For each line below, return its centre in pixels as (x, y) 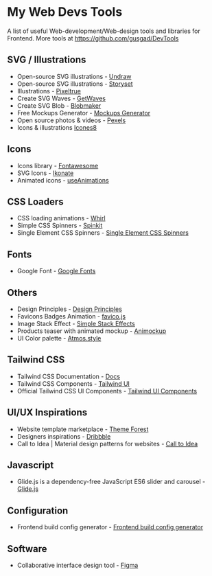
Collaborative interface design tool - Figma (78, 565)
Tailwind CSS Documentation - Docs (69, 376)
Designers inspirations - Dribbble (64, 436)
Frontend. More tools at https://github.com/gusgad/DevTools (93, 38)
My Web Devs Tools (65, 12)
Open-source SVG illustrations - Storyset (75, 84)
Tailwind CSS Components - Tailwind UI (73, 383)
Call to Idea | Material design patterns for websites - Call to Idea (107, 443)
